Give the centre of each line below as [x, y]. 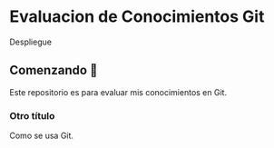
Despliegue [31, 42]
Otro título [32, 115]
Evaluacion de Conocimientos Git [137, 17]
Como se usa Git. [42, 136]
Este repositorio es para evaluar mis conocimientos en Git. [118, 92]
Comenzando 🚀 [54, 70]
